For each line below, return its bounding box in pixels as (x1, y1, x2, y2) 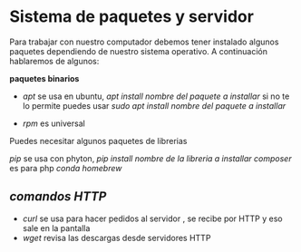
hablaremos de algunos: (9, 55, 100, 66)
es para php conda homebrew (9, 162, 122, 173)
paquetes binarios (9, 73, 80, 83)
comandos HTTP (9, 189, 107, 205)
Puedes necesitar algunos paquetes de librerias (9, 135, 188, 146)
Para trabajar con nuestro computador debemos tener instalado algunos (9, 36, 279, 47)
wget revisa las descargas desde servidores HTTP (22, 232, 211, 243)
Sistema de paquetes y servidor (9, 6, 254, 27)
